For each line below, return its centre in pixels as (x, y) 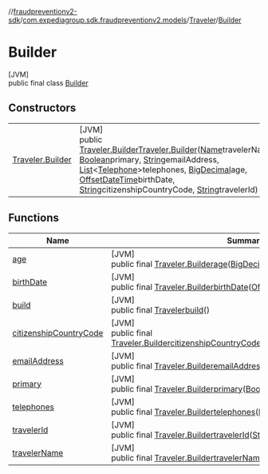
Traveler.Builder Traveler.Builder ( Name (151, 149)
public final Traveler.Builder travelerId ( (182, 435)
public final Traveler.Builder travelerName (188, 457)
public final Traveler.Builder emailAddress (188, 365)
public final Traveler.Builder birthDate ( (181, 287)
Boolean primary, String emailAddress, (149, 159)
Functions (34, 218)
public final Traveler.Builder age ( (171, 264)
